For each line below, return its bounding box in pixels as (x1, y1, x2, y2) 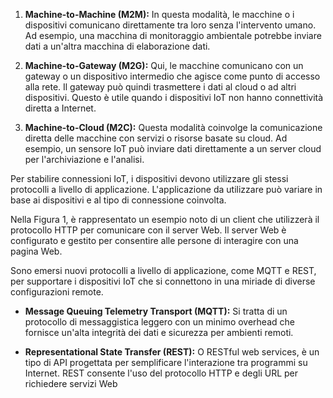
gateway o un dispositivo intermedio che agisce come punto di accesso (24, 70, 321, 82)
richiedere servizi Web (24, 378, 118, 389)
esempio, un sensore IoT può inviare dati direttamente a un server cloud (24, 143, 322, 154)
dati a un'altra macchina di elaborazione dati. (24, 40, 211, 52)
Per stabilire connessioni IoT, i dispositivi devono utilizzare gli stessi (10, 173, 289, 184)
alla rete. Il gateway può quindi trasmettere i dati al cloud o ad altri (24, 81, 297, 93)
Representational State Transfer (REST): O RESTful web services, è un (24, 346, 320, 358)
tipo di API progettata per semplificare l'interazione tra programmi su (24, 357, 308, 368)
